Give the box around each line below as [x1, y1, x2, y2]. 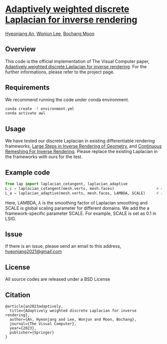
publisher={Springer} [9, 330, 55, 335]
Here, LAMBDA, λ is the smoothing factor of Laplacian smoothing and [5, 199, 148, 205]
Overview [5, 45, 36, 53]
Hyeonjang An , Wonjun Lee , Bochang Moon [5, 30, 94, 36]
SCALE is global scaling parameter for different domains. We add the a [5, 205, 150, 211]
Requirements [5, 83, 50, 92]
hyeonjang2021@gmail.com [5, 248, 62, 255]
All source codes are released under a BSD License [5, 276, 110, 282]
